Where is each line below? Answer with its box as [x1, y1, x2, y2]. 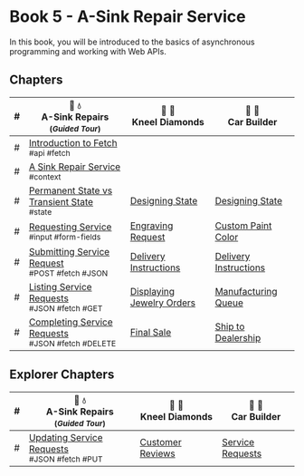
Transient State [28, 195, 93, 208]
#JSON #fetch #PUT [28, 453, 103, 464]
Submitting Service [28, 245, 110, 257]
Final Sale [129, 325, 172, 338]
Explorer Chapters [9, 367, 115, 383]
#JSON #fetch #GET [28, 303, 103, 314]
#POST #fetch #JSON [28, 267, 109, 278]
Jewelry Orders [129, 296, 196, 309]
